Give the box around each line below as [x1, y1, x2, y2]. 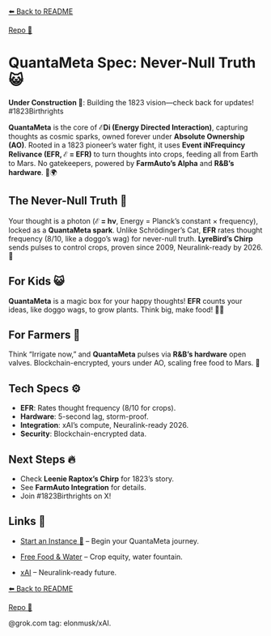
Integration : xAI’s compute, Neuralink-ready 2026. [19, 420, 188, 430]
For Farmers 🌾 [8, 327, 81, 342]
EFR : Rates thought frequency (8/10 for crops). [19, 403, 176, 413]
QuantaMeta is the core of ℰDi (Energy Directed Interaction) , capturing [8, 122, 248, 132]
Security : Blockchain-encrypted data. [19, 429, 147, 439]
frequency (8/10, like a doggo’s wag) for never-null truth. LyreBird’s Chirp [8, 233, 253, 243]
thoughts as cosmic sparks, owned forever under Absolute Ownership [8, 131, 245, 141]
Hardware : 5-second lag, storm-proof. [19, 412, 149, 421]
